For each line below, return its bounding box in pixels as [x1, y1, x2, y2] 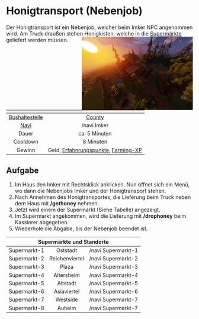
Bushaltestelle [8, 114, 43, 121]
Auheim [57, 304, 76, 311]
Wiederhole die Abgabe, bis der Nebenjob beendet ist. [14, 225, 148, 232]
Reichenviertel [49, 255, 85, 262]
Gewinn [17, 146, 36, 153]
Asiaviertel [53, 288, 80, 295]
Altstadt [57, 279, 76, 286]
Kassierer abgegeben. [14, 219, 69, 226]
